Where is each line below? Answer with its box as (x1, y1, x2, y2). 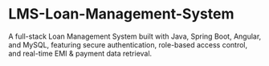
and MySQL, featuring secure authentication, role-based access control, (8, 39, 248, 49)
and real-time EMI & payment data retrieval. (8, 48, 153, 58)
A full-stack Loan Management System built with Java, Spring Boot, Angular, (8, 31, 262, 41)
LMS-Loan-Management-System (8, 5, 234, 23)
